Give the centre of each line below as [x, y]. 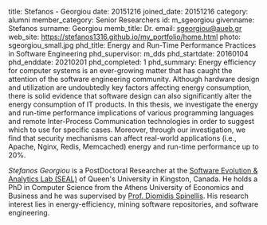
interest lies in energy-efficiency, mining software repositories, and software [133, 204]
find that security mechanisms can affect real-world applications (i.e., [122, 138]
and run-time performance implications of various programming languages [131, 113]
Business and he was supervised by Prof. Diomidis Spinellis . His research [129, 196]
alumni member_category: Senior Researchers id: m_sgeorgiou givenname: [132, 20]
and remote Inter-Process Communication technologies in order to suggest [132, 121]
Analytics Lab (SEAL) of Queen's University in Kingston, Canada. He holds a [133, 179]
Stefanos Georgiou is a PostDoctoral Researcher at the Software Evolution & [133, 171]
